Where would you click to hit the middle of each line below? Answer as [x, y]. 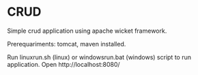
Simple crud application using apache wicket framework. [87, 31]
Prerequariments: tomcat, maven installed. [67, 44]
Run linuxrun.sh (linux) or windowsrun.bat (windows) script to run [99, 57]
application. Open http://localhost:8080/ [64, 64]
